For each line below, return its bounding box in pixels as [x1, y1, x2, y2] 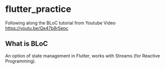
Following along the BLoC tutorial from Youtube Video [5, 20, 116, 26]
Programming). [5, 58, 36, 64]
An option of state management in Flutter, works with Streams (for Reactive [5, 53, 160, 59]
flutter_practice [5, 3, 71, 15]
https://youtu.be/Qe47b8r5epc [5, 25, 68, 31]
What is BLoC [5, 40, 48, 48]
